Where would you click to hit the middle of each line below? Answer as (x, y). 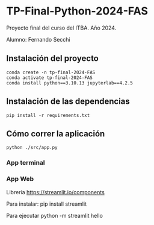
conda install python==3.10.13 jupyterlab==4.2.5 (70, 83)
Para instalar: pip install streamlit (47, 204)
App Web (20, 179)
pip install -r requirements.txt (48, 115)
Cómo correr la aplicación (56, 134)
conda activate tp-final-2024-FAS (50, 78)
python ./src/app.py (32, 148)
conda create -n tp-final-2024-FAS (51, 72)
